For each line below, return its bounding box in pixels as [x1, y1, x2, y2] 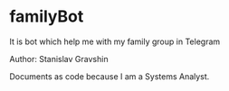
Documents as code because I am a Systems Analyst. [9, 70, 210, 82]
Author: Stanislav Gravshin [9, 53, 109, 64]
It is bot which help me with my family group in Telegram [9, 36, 221, 47]
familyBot [9, 6, 84, 27]
